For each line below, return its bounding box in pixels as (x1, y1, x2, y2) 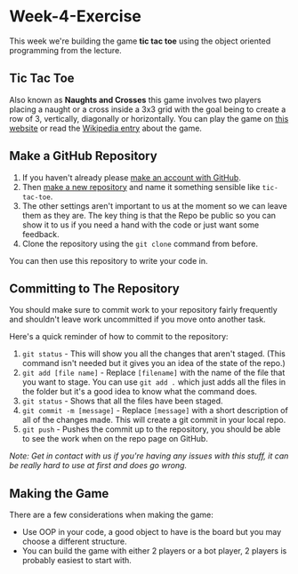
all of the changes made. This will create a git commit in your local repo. (21, 415, 286, 426)
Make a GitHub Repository (9, 148, 157, 163)
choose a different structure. (21, 536, 127, 547)
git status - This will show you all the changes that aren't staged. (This (21, 348, 286, 359)
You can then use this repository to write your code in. (9, 255, 208, 266)
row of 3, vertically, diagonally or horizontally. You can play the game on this (9, 113, 289, 124)
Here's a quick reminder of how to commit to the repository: (9, 331, 229, 342)
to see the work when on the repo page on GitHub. (21, 434, 209, 444)
